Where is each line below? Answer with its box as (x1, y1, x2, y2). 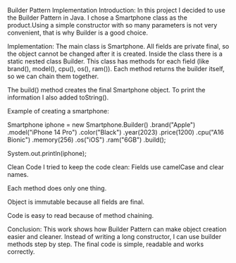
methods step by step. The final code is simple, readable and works (7, 240, 204, 248)
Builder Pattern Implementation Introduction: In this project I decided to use (7, 6, 225, 14)
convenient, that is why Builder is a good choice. (7, 28, 148, 37)
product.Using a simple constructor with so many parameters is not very (7, 21, 218, 29)
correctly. (7, 247, 35, 256)
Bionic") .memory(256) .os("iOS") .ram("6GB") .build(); (7, 135, 166, 144)
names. (7, 171, 29, 178)
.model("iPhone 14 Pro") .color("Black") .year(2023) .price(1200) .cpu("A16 (7, 128, 224, 136)
